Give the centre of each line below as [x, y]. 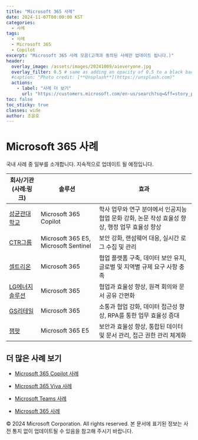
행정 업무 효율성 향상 [134, 227]
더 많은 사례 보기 [34, 358]
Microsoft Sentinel [66, 246]
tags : [13, 34]
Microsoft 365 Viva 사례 [43, 386]
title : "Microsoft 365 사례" [41, 12]
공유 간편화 [121, 295]
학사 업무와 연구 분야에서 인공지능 [143, 209]
